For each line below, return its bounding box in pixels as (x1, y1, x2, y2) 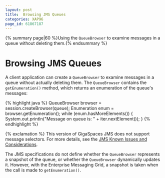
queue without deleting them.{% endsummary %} (5, 40, 107, 46)
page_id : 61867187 (5, 21, 43, 26)
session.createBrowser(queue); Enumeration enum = (5, 105, 114, 111)
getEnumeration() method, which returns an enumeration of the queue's (5, 85, 153, 91)
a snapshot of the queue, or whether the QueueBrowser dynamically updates (5, 156, 160, 162)
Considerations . (5, 141, 38, 147)
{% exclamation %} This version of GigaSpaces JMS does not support (5, 131, 150, 137)
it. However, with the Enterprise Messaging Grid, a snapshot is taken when (5, 162, 158, 168)
